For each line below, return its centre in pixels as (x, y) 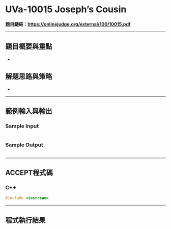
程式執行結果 (25, 220)
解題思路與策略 (29, 77)
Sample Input (22, 126)
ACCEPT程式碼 (29, 173)
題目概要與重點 (29, 47)
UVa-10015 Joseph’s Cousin (66, 9)
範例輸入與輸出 (29, 111)
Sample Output (24, 145)
